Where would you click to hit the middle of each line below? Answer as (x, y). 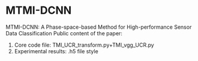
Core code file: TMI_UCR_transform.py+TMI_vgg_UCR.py (84, 45)
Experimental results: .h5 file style (56, 51)
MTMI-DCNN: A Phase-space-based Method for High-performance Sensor (99, 27)
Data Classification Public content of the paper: (64, 33)
